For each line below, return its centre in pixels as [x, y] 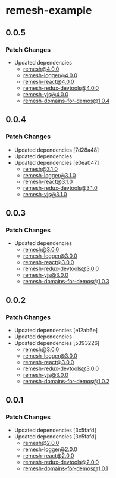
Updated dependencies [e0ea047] [57, 162]
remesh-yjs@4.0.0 [46, 94]
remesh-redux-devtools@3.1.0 [60, 188]
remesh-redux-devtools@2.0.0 [61, 462]
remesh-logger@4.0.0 [50, 75]
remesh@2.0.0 [41, 443]
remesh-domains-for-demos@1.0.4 [66, 101]
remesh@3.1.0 [40, 169]
